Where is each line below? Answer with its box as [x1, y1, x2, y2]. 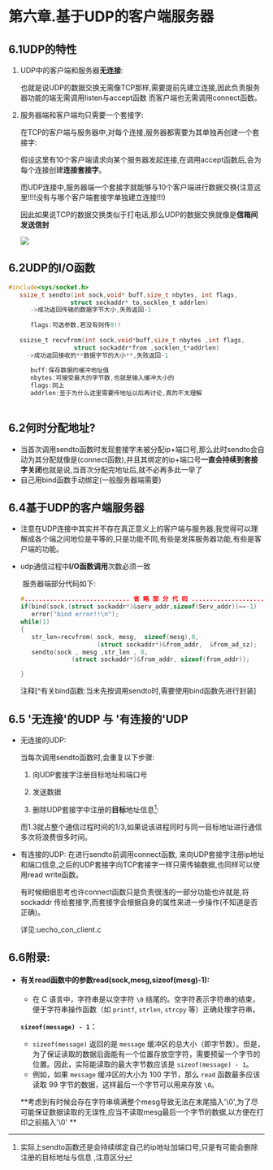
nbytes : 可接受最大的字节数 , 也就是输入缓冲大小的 [29, 374, 175, 382]
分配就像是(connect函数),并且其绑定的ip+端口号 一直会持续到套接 [41, 455, 258, 464]
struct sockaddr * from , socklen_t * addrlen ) [73, 343, 220, 352]
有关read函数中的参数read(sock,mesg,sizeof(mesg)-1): [19, 975, 210, 985]
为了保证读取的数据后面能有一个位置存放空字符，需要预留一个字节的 [32, 1050, 261, 1059]
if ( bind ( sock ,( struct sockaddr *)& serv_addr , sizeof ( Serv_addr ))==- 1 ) [19, 602, 258, 611]
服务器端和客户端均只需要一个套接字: [19, 111, 144, 120]
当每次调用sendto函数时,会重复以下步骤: [19, 753, 155, 762]
